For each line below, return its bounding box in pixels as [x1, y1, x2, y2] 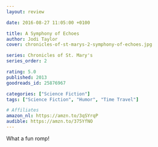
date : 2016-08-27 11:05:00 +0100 [6, 19, 90, 26]
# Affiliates [6, 107, 39, 113]
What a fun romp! [6, 134, 50, 142]
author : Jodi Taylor [6, 36, 58, 42]
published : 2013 [6, 74, 47, 80]
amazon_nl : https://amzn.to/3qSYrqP [6, 113, 98, 119]
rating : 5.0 [6, 69, 36, 75]
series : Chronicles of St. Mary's [6, 52, 93, 59]
